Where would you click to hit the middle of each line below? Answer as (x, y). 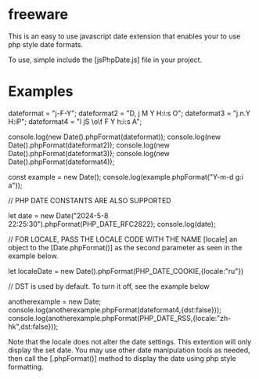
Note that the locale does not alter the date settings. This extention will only (130, 341)
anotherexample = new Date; (55, 301)
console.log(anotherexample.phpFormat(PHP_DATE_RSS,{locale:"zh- (120, 318)
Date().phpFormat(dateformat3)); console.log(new (89, 153)
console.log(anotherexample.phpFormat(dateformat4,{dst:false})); (115, 310)
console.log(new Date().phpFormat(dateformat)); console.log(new (115, 137)
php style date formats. (46, 44)
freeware (38, 15)
